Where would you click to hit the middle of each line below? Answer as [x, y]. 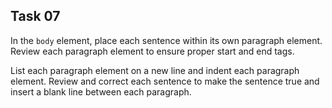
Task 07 [35, 16]
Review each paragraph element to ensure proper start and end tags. [152, 51]
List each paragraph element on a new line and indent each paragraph [155, 70]
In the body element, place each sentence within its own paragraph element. [166, 40]
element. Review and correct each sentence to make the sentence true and [165, 81]
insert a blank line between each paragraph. [101, 91]
